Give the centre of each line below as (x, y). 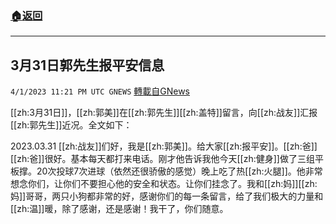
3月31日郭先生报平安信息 (87, 65)
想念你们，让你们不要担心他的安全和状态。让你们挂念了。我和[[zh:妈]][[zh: (164, 184)
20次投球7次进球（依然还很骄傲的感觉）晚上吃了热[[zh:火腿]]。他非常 (179, 171)
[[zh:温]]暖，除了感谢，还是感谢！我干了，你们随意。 (119, 209)
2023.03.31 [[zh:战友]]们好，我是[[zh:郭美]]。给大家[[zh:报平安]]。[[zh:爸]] (164, 146)
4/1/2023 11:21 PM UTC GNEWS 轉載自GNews (100, 91)
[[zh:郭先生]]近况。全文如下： (71, 125)
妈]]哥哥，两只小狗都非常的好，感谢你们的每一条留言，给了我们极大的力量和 (167, 196)
